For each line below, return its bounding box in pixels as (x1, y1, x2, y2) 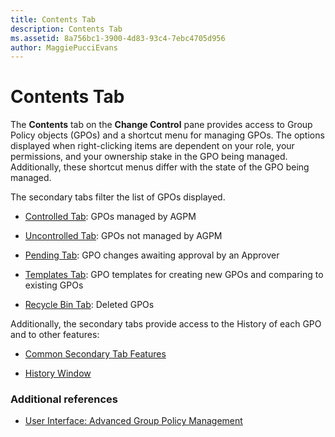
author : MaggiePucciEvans (10, 42, 118, 53)
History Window (24, 367, 92, 380)
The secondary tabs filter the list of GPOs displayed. (10, 191, 226, 203)
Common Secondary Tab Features (24, 348, 167, 360)
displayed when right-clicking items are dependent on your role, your (10, 140, 295, 152)
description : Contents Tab (10, 24, 123, 34)
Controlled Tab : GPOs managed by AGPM (24, 211, 197, 223)
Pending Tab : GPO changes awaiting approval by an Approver (24, 249, 280, 261)
